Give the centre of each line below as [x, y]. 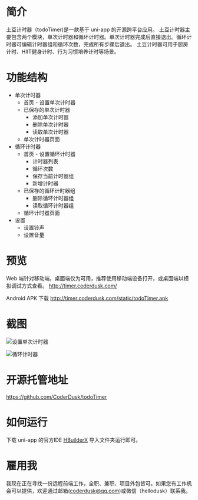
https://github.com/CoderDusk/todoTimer [57, 397]
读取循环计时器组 [53, 205]
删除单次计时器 [50, 124]
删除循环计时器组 [53, 198]
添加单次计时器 [50, 117]
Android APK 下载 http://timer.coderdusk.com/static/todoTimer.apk [87, 298]
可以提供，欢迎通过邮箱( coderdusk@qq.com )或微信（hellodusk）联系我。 [101, 491]
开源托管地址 [37, 380]
